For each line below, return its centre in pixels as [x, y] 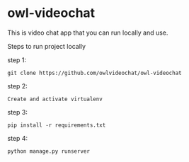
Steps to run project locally [47, 46]
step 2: [18, 86]
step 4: [18, 138]
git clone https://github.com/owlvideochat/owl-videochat [94, 73]
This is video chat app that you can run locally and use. [88, 33]
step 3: [18, 112]
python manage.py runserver [49, 151]
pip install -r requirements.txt [57, 125]
